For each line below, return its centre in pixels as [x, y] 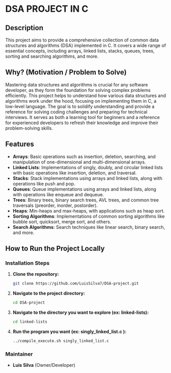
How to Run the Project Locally [55, 249]
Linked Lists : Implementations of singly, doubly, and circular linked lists [88, 167]
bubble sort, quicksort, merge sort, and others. [62, 222]
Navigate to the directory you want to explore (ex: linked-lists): [81, 313]
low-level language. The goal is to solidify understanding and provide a [80, 106]
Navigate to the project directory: [49, 293]
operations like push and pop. [44, 183]
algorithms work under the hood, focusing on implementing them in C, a [81, 101]
